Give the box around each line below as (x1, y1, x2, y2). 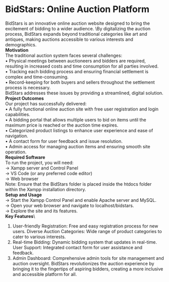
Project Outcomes (5, 95, 44, 101)
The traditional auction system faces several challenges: (5, 52, 123, 59)
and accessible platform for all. (12, 271, 77, 277)
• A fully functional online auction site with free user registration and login (5, 106, 159, 112)
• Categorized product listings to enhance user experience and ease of (5, 127, 153, 133)
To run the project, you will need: (5, 159, 74, 165)
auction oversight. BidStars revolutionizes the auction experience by (12, 260, 155, 266)
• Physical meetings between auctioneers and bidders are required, (5, 58, 146, 64)
